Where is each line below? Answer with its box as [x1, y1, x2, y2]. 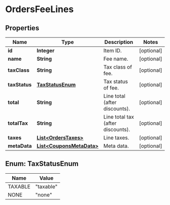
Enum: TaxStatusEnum [5, 160, 79, 168]
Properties [5, 24, 39, 32]
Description [104, 39, 134, 45]
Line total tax [103, 114, 134, 120]
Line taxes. [103, 134, 130, 141]
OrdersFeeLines [5, 4, 74, 15]
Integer [36, 47, 55, 54]
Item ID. [103, 47, 122, 54]
